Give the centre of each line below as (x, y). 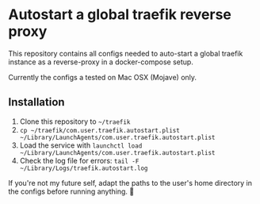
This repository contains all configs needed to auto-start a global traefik (126, 53)
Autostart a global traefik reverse (120, 15)
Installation (36, 102)
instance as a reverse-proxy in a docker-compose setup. (101, 62)
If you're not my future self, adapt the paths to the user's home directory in (130, 183)
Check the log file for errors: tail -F (79, 160)
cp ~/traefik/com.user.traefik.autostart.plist (99, 130)
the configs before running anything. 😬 (71, 191)
